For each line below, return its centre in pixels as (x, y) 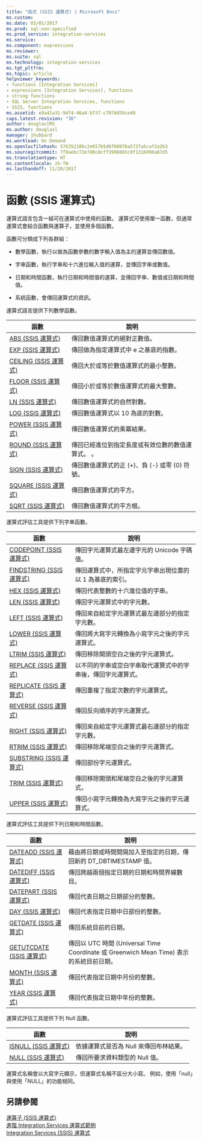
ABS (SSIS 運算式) (35, 338)
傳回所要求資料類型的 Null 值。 (119, 1058)
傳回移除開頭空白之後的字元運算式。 (126, 654)
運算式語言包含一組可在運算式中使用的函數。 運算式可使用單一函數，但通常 (99, 218)
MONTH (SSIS (29, 973)
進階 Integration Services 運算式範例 (51, 1125)
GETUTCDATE (29, 948)
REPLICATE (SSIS (34, 686)
